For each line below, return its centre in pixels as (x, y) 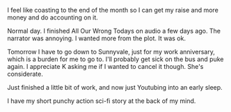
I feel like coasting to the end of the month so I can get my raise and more (113, 10)
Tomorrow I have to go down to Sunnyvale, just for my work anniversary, (111, 52)
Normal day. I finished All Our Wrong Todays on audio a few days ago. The (114, 31)
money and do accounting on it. (53, 17)
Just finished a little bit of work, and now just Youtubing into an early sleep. (115, 87)
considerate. (25, 74)
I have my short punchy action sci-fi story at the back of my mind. (102, 101)
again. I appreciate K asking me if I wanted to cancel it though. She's (105, 66)
